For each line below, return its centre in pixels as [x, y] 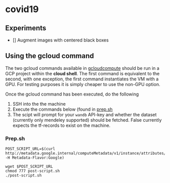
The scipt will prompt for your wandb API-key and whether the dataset [84, 114]
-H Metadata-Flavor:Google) [35, 158]
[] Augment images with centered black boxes [60, 40]
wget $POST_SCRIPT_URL [29, 167]
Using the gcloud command [50, 56]
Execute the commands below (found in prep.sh [62, 109]
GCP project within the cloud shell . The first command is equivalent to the [82, 73]
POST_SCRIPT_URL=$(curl [30, 149]
